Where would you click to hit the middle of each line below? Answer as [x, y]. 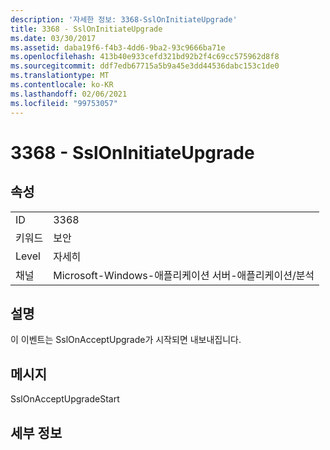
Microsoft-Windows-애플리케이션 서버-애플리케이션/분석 [184, 275]
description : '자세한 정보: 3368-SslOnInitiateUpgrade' [124, 19]
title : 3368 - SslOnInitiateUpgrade [86, 29]
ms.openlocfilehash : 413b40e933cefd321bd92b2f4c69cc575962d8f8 [145, 57]
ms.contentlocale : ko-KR [62, 85]
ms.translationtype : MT [60, 76]
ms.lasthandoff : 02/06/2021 [69, 94]
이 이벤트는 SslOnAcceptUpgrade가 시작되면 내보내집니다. [126, 340]
